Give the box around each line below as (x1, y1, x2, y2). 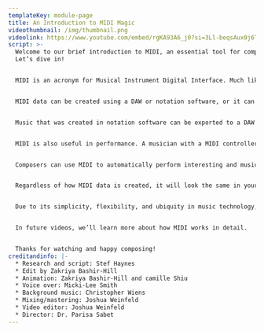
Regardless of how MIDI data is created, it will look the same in (15, 182, 241, 189)
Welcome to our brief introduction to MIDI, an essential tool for (15, 48, 241, 56)
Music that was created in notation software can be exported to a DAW (15, 119, 255, 127)
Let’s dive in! (15, 56, 65, 64)
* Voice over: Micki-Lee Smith (15, 281, 118, 289)
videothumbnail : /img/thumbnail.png (8, 26, 128, 34)
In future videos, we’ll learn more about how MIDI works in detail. (15, 224, 247, 232)
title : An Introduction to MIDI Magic (8, 19, 135, 27)
